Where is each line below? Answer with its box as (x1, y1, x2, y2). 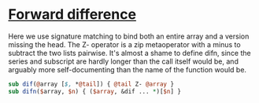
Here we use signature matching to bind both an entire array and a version (8, 31, 250, 41)
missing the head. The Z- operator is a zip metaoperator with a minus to (8, 39, 242, 49)
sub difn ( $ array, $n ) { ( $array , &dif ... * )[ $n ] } (8, 87, 181, 95)
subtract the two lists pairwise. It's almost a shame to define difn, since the (8, 48, 251, 57)
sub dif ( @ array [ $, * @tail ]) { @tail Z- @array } (8, 80, 175, 88)
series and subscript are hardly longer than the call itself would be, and (8, 57, 239, 66)
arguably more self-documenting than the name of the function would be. (8, 64, 246, 74)
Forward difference (8, 6, 136, 24)
